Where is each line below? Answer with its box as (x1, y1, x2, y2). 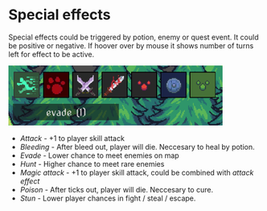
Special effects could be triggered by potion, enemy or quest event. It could (8, 32, 259, 42)
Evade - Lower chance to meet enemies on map (19, 151, 179, 160)
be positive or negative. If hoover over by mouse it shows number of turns (8, 40, 254, 50)
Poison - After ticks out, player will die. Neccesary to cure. (19, 184, 214, 194)
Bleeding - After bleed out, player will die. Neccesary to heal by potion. (19, 142, 255, 151)
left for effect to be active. (8, 49, 95, 59)
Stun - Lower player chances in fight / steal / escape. (19, 193, 196, 203)
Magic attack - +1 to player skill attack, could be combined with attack (19, 168, 254, 177)
